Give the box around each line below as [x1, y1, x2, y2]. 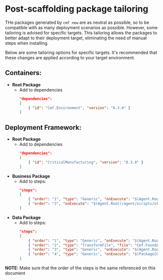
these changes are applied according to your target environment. [5, 54, 135, 60]
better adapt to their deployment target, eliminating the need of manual [5, 35, 147, 41]
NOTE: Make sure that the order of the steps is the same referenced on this [5, 265, 156, 271]
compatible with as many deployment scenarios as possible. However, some [5, 24, 158, 30]
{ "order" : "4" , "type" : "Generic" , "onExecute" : [28, 252, 130, 257]
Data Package [12, 214, 41, 220]
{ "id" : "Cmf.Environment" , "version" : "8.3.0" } [28, 105, 130, 110]
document [5, 270, 26, 276]
